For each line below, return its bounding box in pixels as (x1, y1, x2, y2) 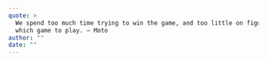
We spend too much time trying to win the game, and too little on (15, 19, 244, 27)
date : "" (8, 41, 37, 49)
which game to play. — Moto (15, 26, 109, 34)
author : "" (8, 33, 44, 42)
